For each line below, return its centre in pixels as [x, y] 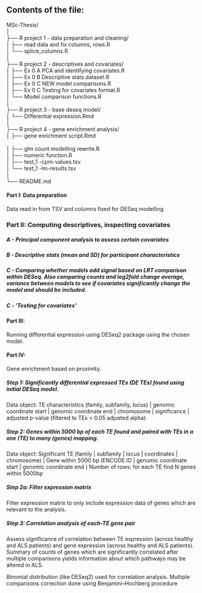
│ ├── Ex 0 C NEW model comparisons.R [59, 83]
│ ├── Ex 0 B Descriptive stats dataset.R [58, 77]
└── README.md [29, 181]
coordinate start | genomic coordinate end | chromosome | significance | [98, 411]
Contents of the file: [45, 10]
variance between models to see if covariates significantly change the [99, 283]
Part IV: [16, 355]
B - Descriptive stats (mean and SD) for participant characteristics [93, 254]
